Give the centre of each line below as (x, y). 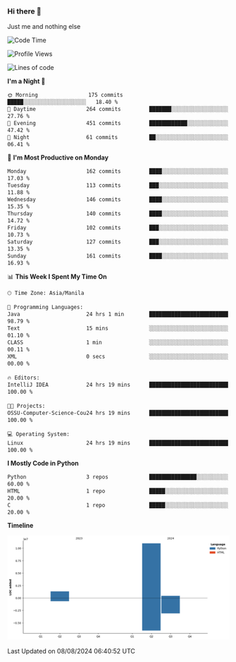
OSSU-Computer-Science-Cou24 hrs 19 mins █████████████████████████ (118, 413)
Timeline (20, 526)
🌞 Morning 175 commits (65, 95)
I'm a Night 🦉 (26, 81)
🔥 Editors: (24, 378)
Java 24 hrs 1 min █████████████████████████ (118, 314)
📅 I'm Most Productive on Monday (58, 157)
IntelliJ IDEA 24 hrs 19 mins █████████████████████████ (118, 385)
